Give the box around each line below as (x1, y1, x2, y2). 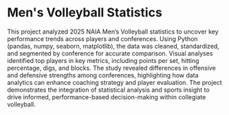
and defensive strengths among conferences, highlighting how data (7, 71, 199, 79)
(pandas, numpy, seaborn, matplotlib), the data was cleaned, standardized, (7, 42, 220, 50)
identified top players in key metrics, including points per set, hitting (7, 56, 199, 64)
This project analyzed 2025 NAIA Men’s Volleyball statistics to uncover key (7, 27, 219, 36)
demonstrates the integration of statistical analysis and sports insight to (7, 86, 210, 94)
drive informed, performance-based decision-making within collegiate (7, 92, 206, 101)
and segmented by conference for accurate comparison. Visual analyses (7, 49, 213, 57)
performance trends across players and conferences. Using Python (7, 34, 198, 42)
